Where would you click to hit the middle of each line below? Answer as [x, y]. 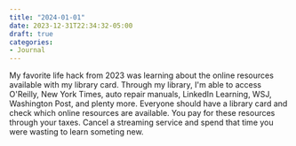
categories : [31, 42]
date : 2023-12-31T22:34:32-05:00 [71, 26]
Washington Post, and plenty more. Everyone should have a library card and [148, 104]
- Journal [28, 50]
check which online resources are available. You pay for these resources [142, 113]
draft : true [31, 34]
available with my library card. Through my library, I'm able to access [136, 85]
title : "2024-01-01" [48, 17]
